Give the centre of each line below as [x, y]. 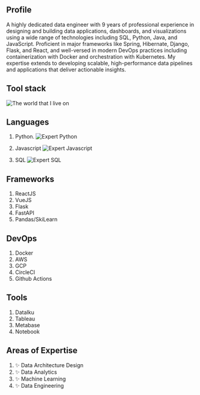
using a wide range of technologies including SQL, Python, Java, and [92, 37]
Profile [19, 10]
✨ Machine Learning [40, 379]
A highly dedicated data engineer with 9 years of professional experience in [100, 24]
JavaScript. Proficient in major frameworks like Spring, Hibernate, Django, [98, 44]
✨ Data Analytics [36, 372]
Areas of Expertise [42, 351]
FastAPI [24, 213]
